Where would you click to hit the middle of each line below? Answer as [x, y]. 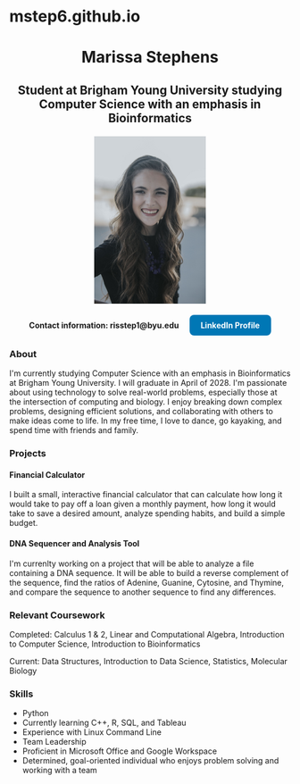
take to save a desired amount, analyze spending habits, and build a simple [147, 513]
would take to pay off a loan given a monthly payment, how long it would [143, 504]
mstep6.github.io [75, 17]
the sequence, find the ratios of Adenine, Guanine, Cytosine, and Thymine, [146, 582]
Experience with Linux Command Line [92, 732]
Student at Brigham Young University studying [150, 90]
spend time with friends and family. [74, 430]
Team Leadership [54, 742]
